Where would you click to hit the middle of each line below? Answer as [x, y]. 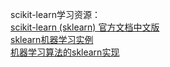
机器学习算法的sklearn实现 [65, 52]
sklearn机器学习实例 [52, 39]
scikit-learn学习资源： [55, 14]
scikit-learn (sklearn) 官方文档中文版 [85, 27]
